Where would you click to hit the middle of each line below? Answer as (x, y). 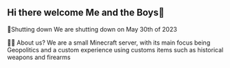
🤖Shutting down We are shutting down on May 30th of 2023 (92, 29)
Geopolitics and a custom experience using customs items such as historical (115, 49)
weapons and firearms (39, 57)
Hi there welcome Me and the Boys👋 (86, 13)
